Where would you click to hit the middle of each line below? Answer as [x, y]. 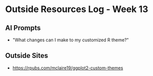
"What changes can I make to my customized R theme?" [70, 40]
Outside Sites [27, 56]
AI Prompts [23, 28]
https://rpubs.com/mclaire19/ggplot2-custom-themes [68, 68]
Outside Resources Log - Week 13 [77, 9]
